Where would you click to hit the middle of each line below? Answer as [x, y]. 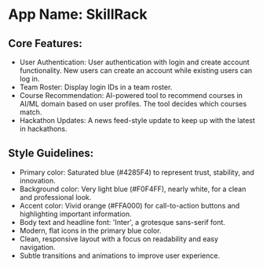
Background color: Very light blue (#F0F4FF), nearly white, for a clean [133, 189]
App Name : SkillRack [78, 14]
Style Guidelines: [51, 153]
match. [31, 112]
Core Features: [45, 43]
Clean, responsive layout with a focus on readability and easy [119, 239]
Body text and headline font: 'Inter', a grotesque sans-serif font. [122, 222]
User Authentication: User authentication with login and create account [134, 62]
